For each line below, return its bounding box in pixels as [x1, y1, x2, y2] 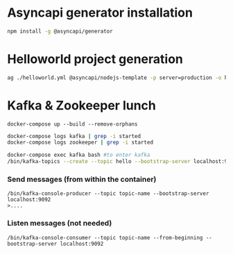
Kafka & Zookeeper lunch [7, 97, 156, 113]
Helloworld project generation [7, 51, 184, 67]
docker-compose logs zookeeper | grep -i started [7, 139, 154, 146]
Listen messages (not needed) [7, 219, 112, 228]
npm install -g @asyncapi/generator [7, 28, 113, 35]
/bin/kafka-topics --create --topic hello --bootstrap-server [7, 158, 191, 165]
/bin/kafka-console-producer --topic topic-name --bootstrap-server [7, 190, 209, 197]
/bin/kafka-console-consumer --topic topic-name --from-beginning [7, 234, 203, 241]
